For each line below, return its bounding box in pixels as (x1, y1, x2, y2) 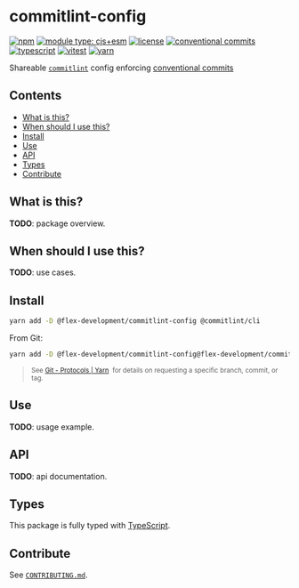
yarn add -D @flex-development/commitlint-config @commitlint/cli (9, 317, 261, 326)
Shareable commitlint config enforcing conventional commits (9, 62, 234, 73)
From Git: (9, 333, 43, 343)
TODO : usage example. (9, 421, 95, 432)
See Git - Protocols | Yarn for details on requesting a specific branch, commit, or (30, 366, 279, 375)
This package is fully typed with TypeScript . (9, 520, 171, 531)
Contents (9, 88, 62, 103)
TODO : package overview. (9, 218, 106, 229)
